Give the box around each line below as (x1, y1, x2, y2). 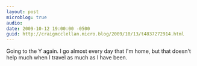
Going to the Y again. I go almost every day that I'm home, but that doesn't (6, 47, 192, 55)
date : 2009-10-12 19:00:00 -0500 (6, 25, 90, 32)
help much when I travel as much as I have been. (6, 54, 128, 61)
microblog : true (6, 14, 47, 20)
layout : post (6, 8, 39, 15)
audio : (6, 20, 23, 26)
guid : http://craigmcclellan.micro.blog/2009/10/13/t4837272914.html (6, 31, 185, 37)
